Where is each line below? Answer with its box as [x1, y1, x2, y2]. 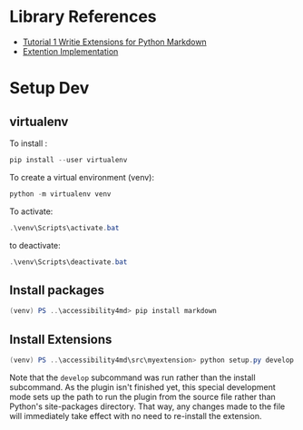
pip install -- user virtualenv [9, 155, 128, 164]
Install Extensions [9, 331, 112, 347]
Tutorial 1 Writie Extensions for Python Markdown [22, 36, 207, 47]
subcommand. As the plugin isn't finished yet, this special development [9, 381, 276, 392]
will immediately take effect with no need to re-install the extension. [9, 410, 262, 421]
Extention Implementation [22, 45, 119, 56]
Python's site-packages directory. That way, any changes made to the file [9, 401, 286, 412]
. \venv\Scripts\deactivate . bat [9, 257, 128, 267]
